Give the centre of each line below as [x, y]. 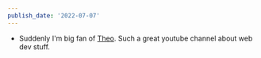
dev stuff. [35, 46]
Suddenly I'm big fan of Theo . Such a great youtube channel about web [136, 38]
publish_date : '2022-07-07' [54, 15]
